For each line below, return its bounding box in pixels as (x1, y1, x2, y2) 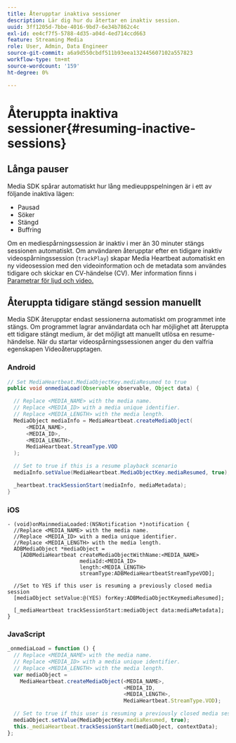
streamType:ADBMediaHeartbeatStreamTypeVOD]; (79, 570, 216, 577)
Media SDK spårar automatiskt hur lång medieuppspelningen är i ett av (7, 182, 212, 190)
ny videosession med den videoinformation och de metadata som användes (7, 261, 227, 270)
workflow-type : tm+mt (7, 56, 71, 63)
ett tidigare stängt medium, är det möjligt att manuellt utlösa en (7, 330, 189, 338)
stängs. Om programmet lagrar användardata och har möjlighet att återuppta (7, 322, 229, 331)
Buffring (17, 225, 41, 234)
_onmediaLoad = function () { (7, 645, 96, 652)
